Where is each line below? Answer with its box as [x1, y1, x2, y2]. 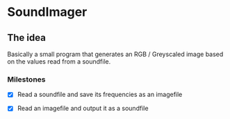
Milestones [7, 74, 46, 84]
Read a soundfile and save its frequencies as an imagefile [17, 91, 183, 99]
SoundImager [7, 4, 88, 20]
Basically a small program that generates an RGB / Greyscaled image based [7, 50, 224, 58]
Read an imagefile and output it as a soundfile [17, 104, 149, 113]
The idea [7, 32, 47, 44]
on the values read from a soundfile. [7, 57, 111, 66]
